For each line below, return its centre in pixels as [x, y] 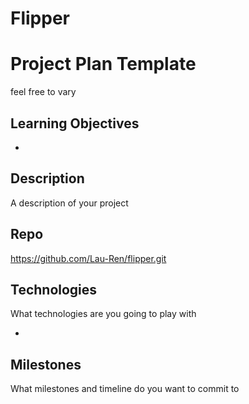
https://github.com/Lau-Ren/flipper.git [88, 258]
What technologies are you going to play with [103, 314]
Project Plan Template [103, 64]
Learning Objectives [75, 123]
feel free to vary [43, 92]
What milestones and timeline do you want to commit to [125, 389]
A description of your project [69, 203]
